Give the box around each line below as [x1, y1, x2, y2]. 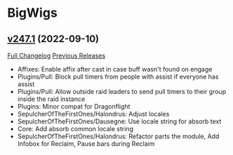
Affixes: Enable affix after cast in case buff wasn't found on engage [17, 65, 213, 73]
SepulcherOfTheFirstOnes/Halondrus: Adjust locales [17, 110, 170, 118]
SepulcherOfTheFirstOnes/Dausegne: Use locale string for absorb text [17, 117, 222, 126]
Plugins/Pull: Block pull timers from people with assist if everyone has [17, 72, 219, 81]
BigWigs [7, 5, 58, 21]
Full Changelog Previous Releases [7, 51, 106, 60]
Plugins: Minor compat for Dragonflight [17, 102, 131, 110]
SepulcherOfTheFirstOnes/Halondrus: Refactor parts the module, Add [17, 132, 220, 140]
